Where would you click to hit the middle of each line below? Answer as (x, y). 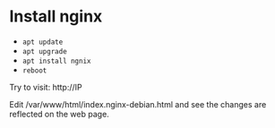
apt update (43, 42)
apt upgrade (44, 51)
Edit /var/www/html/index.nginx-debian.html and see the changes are (138, 104)
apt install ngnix (56, 61)
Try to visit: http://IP (46, 87)
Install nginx (56, 17)
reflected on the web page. (59, 114)
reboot (34, 70)
